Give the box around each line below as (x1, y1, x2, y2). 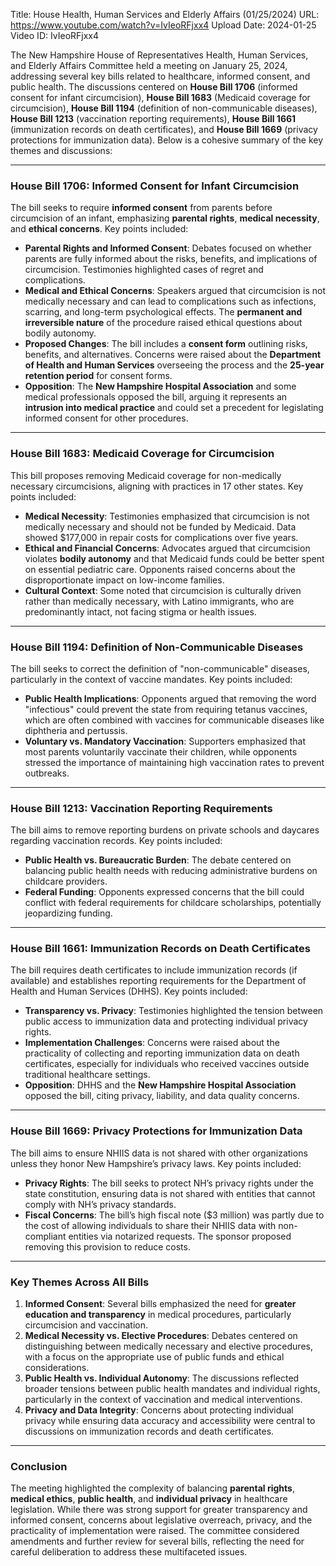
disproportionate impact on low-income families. (24, 574, 225, 586)
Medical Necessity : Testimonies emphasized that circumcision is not (24, 510, 310, 522)
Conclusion (10, 1460, 68, 1473)
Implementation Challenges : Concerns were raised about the (24, 1037, 280, 1049)
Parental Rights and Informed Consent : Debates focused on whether (24, 242, 312, 254)
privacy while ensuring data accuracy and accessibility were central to (24, 1415, 316, 1427)
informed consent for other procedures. (24, 412, 189, 424)
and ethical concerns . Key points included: (10, 223, 189, 235)
